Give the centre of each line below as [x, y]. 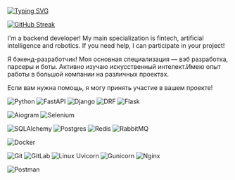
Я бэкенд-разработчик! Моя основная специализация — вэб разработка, [118, 59]
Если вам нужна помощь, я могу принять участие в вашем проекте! [110, 88]
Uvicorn [88, 156]
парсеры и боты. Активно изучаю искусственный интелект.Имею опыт [114, 66]
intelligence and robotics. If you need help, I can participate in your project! [116, 45]
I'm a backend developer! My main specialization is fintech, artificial [106, 38]
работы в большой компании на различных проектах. [88, 74]
